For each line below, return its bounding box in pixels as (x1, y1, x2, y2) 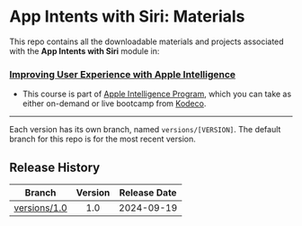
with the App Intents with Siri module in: (9, 45, 160, 56)
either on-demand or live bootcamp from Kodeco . (22, 98, 207, 109)
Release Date (119, 186, 177, 199)
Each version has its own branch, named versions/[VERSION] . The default (9, 124, 281, 135)
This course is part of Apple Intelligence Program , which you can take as (22, 88, 292, 100)
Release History (9, 159, 101, 175)
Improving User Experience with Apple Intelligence (9, 68, 236, 80)
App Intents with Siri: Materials (9, 6, 245, 27)
